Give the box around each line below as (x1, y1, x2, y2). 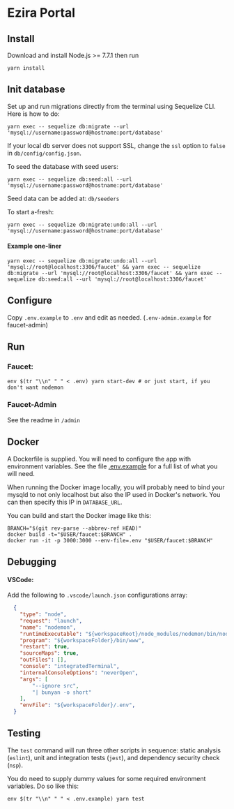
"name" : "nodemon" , (19, 623, 77, 631)
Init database (7, 84, 65, 96)
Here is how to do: (7, 110, 61, 118)
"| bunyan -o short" (32, 689, 92, 696)
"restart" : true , (19, 644, 70, 651)
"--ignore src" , (32, 682, 79, 689)
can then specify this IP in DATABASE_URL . (7, 498, 123, 506)
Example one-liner (7, 242, 62, 251)
